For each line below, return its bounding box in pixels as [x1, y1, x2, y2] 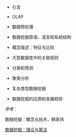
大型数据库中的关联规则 [12, 55, 59, 61]
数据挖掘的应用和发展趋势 [12, 96, 63, 102]
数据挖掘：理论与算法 [5, 127, 47, 132]
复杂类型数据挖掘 [12, 86, 46, 91]
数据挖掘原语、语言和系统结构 [12, 34, 71, 40]
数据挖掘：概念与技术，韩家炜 [5, 117, 64, 122]
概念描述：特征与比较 [12, 45, 54, 50]
